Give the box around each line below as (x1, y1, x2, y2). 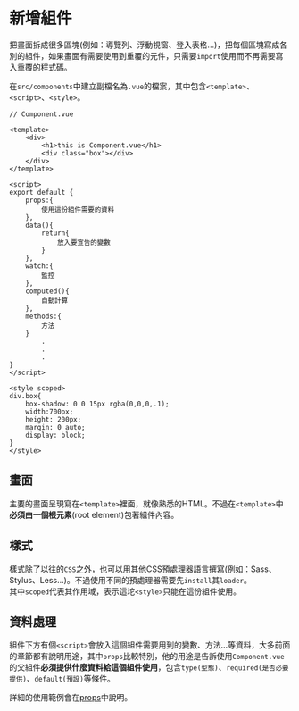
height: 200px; (25, 414, 82, 424)
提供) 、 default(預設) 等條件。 (9, 673, 116, 684)
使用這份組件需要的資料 (41, 205, 115, 214)
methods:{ (25, 312, 62, 321)
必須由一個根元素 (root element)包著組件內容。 (9, 509, 179, 520)
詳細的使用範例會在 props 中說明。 (9, 692, 132, 703)
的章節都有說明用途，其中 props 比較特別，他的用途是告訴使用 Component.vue (9, 651, 285, 662)
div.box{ (9, 391, 42, 400)
